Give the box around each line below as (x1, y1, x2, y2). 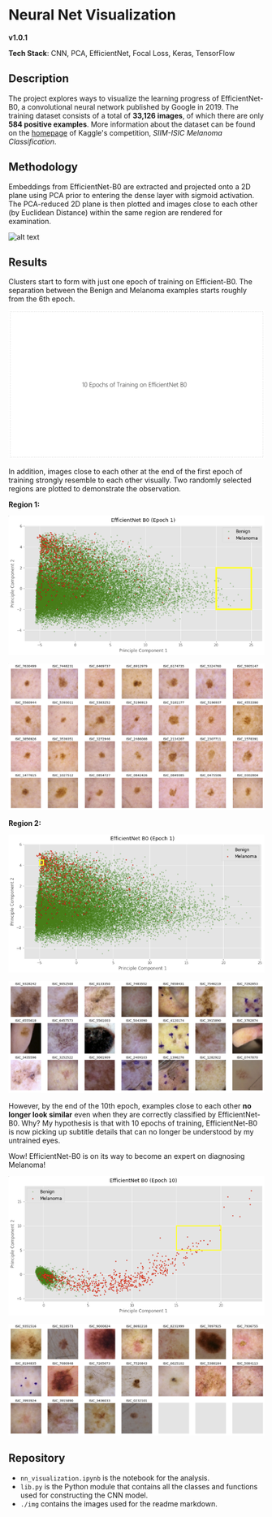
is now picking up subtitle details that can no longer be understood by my (8, 1126, 254, 1136)
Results (8, 255, 48, 269)
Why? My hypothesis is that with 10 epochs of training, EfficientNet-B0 (21, 1118, 258, 1128)
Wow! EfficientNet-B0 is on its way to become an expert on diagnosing (8, 1151, 245, 1160)
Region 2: (8, 818, 42, 828)
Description (8, 71, 69, 86)
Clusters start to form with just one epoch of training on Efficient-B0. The (8, 277, 253, 287)
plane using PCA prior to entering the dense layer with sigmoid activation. (8, 190, 255, 200)
